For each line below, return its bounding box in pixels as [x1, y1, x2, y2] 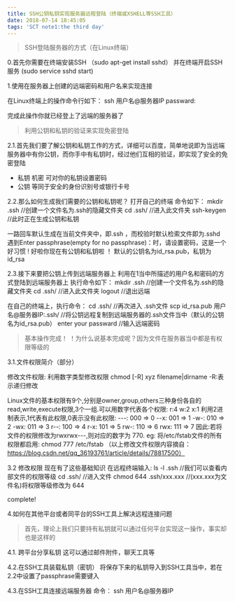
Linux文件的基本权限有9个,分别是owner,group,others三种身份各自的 [7, 396, 201, 405]
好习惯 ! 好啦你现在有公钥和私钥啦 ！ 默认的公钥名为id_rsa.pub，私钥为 [7, 247, 212, 255]
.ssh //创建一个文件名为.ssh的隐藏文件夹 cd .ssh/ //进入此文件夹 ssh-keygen [7, 206, 227, 214]
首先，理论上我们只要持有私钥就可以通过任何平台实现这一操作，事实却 [24, 524, 227, 533]
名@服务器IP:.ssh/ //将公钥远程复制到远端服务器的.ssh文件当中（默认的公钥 [7, 311, 225, 319]
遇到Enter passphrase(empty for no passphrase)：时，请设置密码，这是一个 [7, 239, 227, 247]
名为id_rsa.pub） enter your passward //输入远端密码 [7, 319, 160, 328]
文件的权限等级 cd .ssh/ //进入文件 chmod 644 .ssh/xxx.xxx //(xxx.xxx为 [13, 472, 221, 481]
